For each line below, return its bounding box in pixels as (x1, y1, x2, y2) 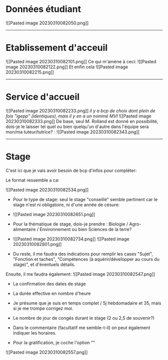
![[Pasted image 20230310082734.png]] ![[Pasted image (12, 236, 130, 242)
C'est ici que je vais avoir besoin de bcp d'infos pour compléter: (5, 167, 137, 173)
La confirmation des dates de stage (12, 280, 86, 287)
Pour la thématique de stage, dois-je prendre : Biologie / (12, 221, 129, 227)
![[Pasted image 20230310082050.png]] (5, 20, 89, 26)
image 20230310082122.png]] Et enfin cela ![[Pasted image (5, 64, 129, 70)
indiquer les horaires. (12, 330, 57, 336)
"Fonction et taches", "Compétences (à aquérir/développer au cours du (12, 256, 160, 262)
